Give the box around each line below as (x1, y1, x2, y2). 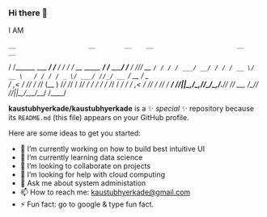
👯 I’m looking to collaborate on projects (19, 161, 151, 171)
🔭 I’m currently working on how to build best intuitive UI (19, 144, 206, 154)
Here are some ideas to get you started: (8, 128, 142, 138)
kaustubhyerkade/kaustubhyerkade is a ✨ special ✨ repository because (8, 104, 255, 114)
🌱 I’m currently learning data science (19, 152, 143, 162)
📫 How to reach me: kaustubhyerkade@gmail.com (19, 187, 191, 197)
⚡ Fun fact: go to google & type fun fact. (19, 199, 155, 209)
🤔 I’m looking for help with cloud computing (19, 169, 166, 180)
